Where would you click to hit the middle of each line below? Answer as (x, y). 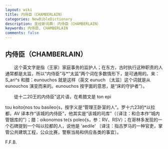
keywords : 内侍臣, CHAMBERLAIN (37, 28)
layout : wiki (19, 10)
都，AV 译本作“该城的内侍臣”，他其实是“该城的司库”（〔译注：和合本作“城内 (82, 113)
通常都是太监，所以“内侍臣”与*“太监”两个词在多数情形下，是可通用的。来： (82, 73)
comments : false (22, 33)
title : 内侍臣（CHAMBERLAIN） (35, 14)
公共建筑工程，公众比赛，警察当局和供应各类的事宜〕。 (65, 132)
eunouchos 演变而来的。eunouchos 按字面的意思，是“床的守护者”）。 (76, 86)
